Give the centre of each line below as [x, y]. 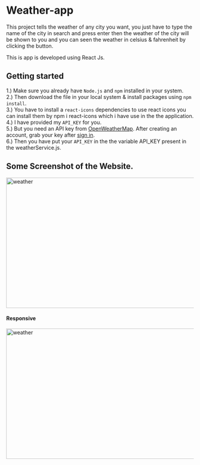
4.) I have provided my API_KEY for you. [54, 122]
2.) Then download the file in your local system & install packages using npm [99, 97]
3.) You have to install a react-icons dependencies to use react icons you [96, 109]
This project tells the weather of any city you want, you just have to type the [99, 27]
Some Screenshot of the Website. [70, 167]
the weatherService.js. [34, 147]
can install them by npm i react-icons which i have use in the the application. [100, 116]
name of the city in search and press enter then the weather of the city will [98, 33]
